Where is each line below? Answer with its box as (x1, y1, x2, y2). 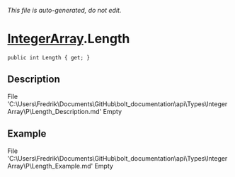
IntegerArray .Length (7, 31, 130, 47)
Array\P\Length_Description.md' (7, 107, 102, 115)
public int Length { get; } (7, 54, 91, 61)
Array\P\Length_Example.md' (7, 161, 93, 170)
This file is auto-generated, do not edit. (7, 6, 122, 14)
